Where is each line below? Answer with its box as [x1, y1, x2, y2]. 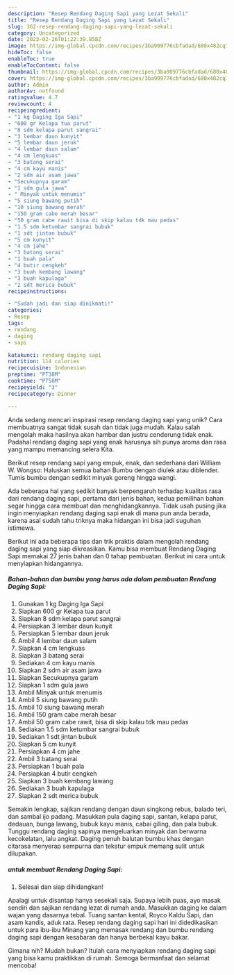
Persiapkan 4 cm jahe [17, 747, 81, 756]
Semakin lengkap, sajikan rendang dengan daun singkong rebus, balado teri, [8, 805, 227, 813]
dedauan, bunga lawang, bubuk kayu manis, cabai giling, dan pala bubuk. [8, 820, 218, 828]
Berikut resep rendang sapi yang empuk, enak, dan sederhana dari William [8, 458, 222, 467]
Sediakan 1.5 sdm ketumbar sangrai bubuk [17, 725, 140, 733]
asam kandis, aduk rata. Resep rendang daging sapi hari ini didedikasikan [8, 918, 218, 927]
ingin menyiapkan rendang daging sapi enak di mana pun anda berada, [8, 508, 211, 517]
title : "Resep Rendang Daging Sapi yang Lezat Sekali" [8, 17, 170, 24]
